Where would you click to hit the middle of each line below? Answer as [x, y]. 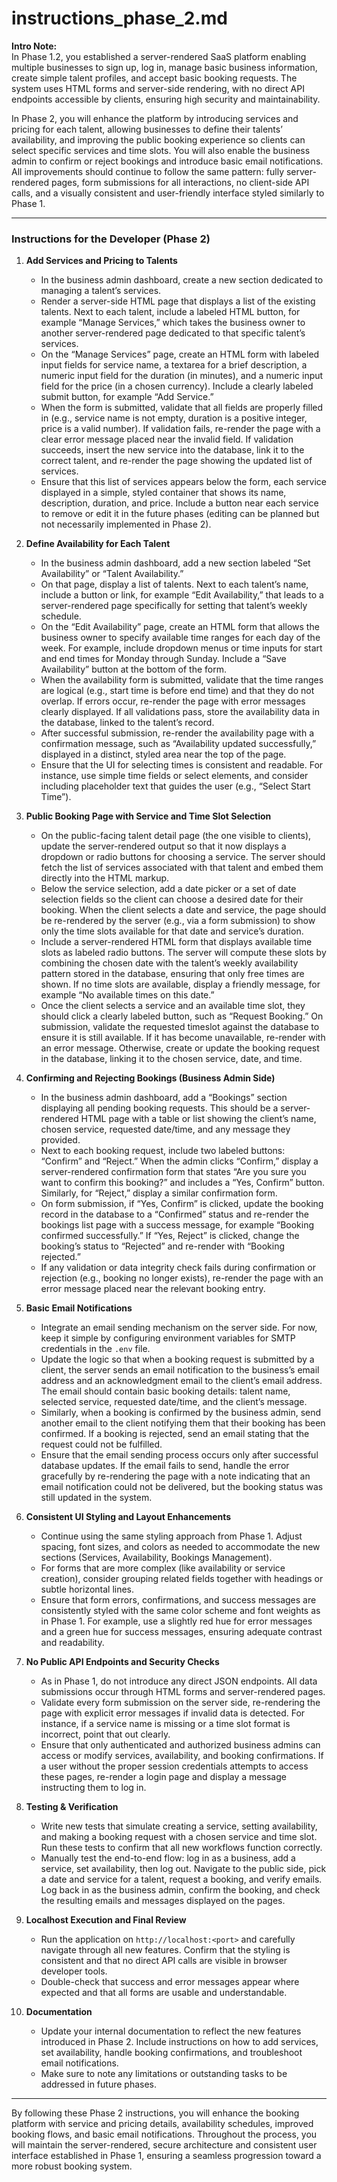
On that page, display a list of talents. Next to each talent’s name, [174, 584]
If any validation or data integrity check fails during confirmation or [178, 1268]
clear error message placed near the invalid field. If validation [167, 439]
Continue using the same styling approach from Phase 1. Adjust [171, 1536]
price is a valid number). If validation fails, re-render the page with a [180, 429]
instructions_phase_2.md [119, 18]
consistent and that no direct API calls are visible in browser [164, 1961]
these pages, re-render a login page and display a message [163, 1777]
